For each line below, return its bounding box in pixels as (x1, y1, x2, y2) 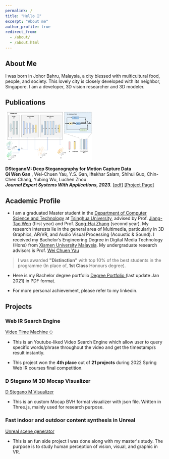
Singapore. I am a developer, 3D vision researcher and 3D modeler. (5, 83, 145, 89)
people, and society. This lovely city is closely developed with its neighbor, (5, 78, 160, 84)
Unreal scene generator (5, 428, 54, 434)
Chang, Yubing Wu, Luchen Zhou (17, 177, 87, 183)
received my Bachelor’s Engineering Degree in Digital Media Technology (12, 237, 163, 243)
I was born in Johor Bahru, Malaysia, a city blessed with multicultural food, (5, 73, 160, 79)
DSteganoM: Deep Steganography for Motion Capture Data (5, 166, 131, 172)
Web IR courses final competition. (12, 365, 83, 371)
